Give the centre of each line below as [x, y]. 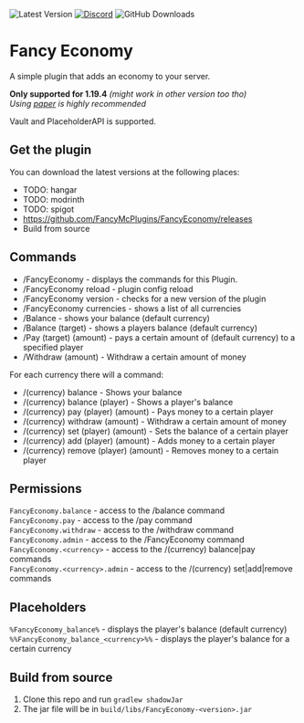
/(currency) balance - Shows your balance [102, 392]
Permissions [46, 488]
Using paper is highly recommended [78, 103]
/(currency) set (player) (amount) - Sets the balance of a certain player [156, 431]
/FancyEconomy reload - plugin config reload [108, 288]
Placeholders [48, 607]
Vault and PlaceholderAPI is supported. [83, 121]
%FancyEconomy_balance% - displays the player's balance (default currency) [148, 629]
